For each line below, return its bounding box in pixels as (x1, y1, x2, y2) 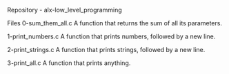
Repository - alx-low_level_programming (7, 6, 122, 14)
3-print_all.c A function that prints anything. (7, 59, 131, 67)
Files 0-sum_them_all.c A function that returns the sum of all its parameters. (7, 19, 223, 27)
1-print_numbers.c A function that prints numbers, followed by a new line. (7, 32, 216, 40)
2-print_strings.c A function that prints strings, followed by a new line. (7, 46, 206, 53)
